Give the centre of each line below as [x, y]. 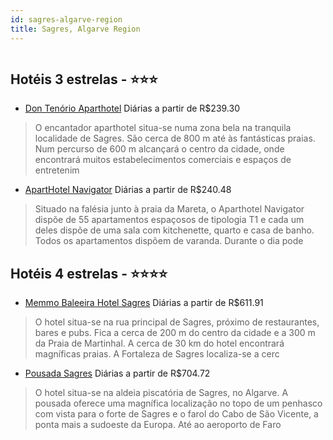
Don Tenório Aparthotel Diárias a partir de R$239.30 [132, 108]
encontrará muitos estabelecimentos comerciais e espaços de [163, 160]
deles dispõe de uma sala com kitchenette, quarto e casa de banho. [174, 230]
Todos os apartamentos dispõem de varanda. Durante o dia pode [169, 241]
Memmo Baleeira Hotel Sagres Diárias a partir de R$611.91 [144, 303]
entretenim [57, 170]
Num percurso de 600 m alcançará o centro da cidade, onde [159, 149]
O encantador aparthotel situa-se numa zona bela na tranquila [163, 128]
